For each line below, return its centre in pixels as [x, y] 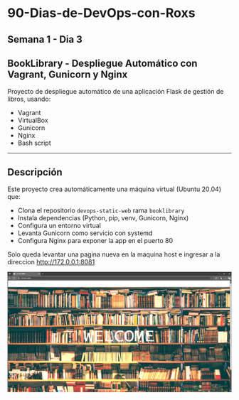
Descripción [35, 172]
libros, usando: [29, 99]
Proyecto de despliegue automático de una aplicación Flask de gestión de [116, 92]
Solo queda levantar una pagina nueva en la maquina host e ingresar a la [114, 254]
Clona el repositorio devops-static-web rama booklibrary [101, 210]
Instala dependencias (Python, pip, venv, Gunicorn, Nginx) [103, 218]
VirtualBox [33, 120]
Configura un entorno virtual [59, 226]
